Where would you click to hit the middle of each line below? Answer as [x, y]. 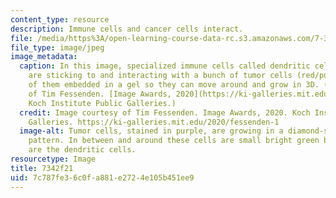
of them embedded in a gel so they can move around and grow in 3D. [174, 85]
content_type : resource [60, 19]
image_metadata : [44, 57]
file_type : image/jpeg [57, 47]
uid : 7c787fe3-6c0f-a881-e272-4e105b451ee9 [102, 177]
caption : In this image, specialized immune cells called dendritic [165, 66]
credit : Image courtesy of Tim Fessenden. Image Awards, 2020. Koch [165, 112]
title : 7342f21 [42, 168]
